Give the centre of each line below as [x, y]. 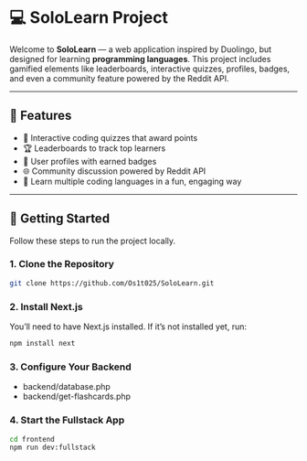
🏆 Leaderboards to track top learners [94, 148]
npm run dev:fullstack [53, 448]
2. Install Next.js [47, 306]
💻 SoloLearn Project [89, 18]
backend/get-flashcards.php [76, 397]
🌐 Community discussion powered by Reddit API [114, 171]
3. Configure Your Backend [71, 367]
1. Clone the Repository [62, 264]
